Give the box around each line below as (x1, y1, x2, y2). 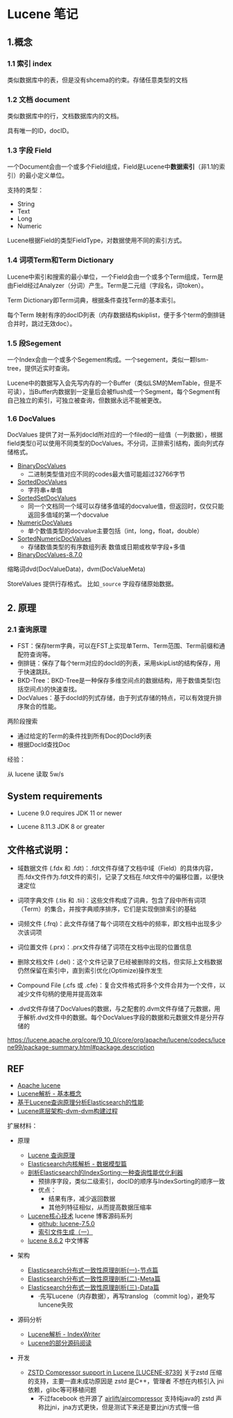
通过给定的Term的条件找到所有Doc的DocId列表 (17, 732, 152, 740)
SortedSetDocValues (17, 494, 77, 502)
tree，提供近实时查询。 (7, 364, 74, 373)
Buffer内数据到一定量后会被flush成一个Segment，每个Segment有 (34, 388, 221, 396)
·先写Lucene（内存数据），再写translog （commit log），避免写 (37, 1292, 216, 1301)
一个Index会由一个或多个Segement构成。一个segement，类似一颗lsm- (7, 355, 209, 364)
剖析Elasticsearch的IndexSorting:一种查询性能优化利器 (27, 1168, 184, 1177)
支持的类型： (7, 186, 44, 194)
